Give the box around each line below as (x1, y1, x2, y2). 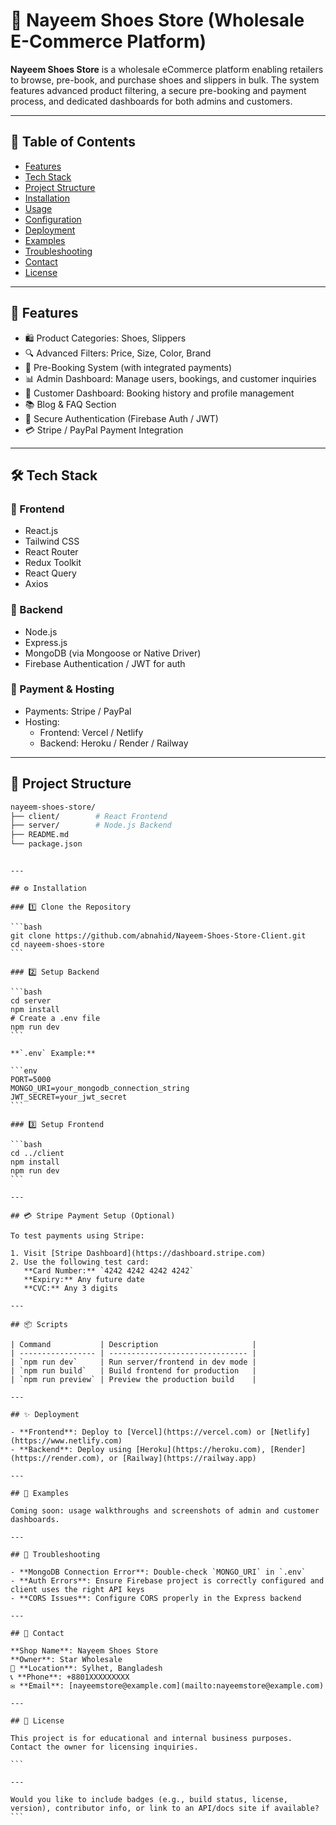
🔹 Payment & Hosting (10, 682, 115, 696)
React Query (24, 567, 77, 579)
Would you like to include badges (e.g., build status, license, (10, 1795, 288, 1805)
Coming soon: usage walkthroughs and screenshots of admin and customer (10, 1506, 320, 1516)
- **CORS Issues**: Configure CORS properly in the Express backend (10, 1594, 302, 1604)
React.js (24, 525, 59, 537)
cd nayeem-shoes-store (10, 940, 105, 950)
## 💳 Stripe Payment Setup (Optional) (10, 1211, 176, 1221)
